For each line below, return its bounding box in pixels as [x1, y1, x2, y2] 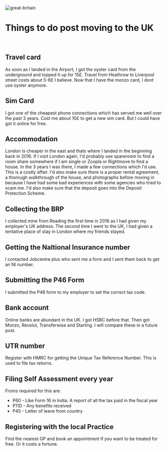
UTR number [5, 342, 45, 350]
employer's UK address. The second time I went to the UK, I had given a [5, 224, 153, 229]
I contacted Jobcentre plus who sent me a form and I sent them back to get [5, 256, 160, 262]
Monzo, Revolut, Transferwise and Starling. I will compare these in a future [5, 322, 158, 328]
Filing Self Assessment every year [5, 374, 113, 383]
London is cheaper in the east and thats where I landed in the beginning [5, 148, 153, 154]
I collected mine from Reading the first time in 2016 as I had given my [5, 218, 147, 224]
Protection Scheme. [5, 190, 46, 196]
